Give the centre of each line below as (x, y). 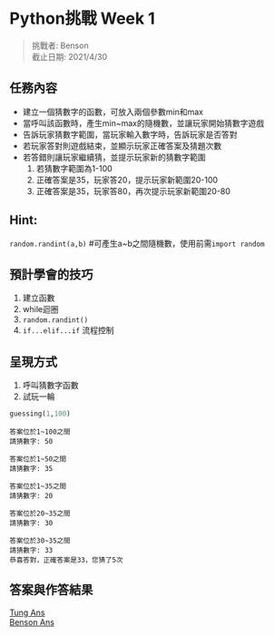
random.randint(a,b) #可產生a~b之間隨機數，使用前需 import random (137, 243)
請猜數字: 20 (31, 496)
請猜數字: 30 (31, 523)
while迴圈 (40, 309)
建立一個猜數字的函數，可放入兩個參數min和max (113, 112)
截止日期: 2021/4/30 (69, 56)
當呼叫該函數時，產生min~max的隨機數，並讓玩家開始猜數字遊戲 (143, 122)
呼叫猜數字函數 (50, 386)
